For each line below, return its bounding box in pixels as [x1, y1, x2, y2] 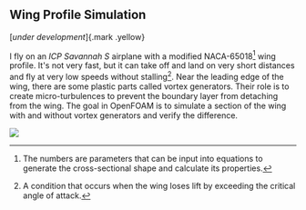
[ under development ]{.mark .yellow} [9, 31, 146, 42]
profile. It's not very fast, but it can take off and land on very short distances [9, 60, 295, 71]
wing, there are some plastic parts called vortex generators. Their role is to [9, 81, 290, 92]
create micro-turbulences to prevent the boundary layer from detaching [9, 91, 279, 102]
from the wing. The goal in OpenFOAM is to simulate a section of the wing [9, 100, 287, 112]
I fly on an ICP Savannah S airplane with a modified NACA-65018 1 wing [9, 49, 276, 62]
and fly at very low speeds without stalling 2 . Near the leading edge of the [9, 70, 284, 83]
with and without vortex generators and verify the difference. [9, 110, 239, 121]
